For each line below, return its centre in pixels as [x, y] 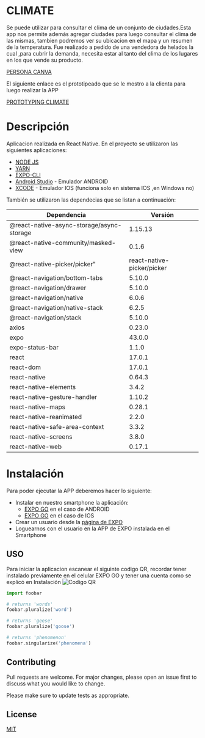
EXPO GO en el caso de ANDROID [67, 509]
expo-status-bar [34, 347]
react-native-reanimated [46, 417]
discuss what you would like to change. [56, 683]
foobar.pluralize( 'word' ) [39, 610]
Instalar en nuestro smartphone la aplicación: [72, 502]
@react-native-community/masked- [63, 243]
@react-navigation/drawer [48, 288]
